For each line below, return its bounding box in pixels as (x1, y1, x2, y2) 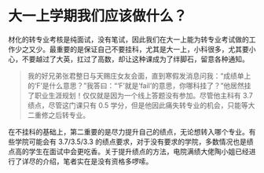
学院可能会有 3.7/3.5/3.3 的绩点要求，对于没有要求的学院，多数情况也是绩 (14, 137, 254, 146)
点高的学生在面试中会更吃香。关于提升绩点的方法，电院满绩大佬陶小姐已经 (8, 146, 249, 156)
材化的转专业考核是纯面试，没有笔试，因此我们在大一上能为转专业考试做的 (8, 35, 249, 44)
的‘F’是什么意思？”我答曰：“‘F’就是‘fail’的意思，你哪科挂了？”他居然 (27, 80, 245, 90)
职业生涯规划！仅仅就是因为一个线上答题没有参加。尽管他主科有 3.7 (34, 90, 253, 100)
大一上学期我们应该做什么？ (8, 7, 188, 25)
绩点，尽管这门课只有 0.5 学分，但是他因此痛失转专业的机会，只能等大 (27, 100, 255, 110)
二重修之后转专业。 (27, 110, 90, 120)
